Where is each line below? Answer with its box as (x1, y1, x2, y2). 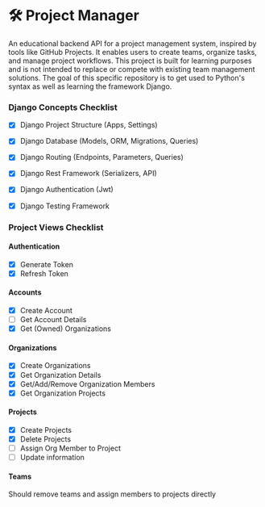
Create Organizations (19, 361, 91, 371)
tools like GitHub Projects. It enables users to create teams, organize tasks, (8, 47, 258, 57)
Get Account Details (19, 315, 87, 325)
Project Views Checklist (8, 221, 104, 233)
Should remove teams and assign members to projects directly (8, 489, 216, 499)
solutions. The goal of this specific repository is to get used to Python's (8, 73, 246, 82)
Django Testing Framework (19, 201, 110, 211)
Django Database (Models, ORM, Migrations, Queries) (19, 136, 199, 146)
